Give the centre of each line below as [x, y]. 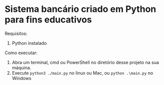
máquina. [21, 68]
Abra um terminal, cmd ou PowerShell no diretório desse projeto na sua [85, 62]
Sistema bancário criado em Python [80, 9]
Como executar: [21, 53]
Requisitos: [16, 33]
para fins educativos [48, 20]
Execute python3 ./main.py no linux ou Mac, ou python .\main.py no [82, 73]
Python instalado [29, 43]
